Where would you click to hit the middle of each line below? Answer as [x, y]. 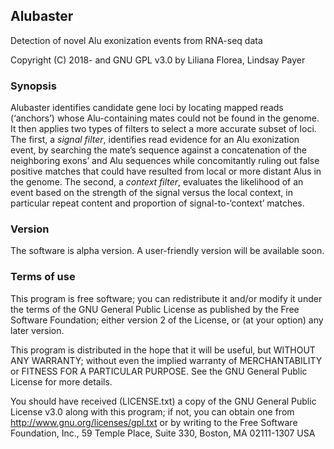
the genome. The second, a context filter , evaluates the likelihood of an [157, 182]
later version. [37, 330]
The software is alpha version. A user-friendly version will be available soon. [167, 251]
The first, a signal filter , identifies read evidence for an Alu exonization [155, 140]
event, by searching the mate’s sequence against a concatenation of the [158, 150]
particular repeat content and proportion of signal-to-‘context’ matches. [157, 203]
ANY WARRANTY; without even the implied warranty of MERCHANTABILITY [166, 360]
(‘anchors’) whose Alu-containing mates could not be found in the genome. [165, 118]
